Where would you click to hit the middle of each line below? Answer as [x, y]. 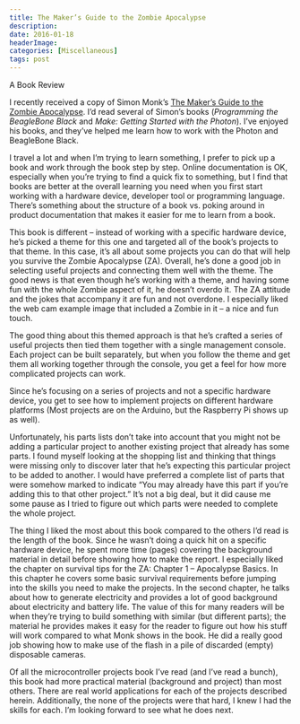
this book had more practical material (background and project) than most [146, 681]
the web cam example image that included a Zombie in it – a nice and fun [144, 309]
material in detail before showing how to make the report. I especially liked [146, 559]
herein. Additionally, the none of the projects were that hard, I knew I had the [150, 700]
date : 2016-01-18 [42, 34]
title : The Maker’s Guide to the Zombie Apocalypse [107, 17]
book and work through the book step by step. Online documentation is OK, [149, 167]
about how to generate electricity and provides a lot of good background [143, 597]
